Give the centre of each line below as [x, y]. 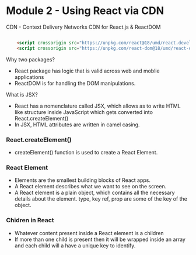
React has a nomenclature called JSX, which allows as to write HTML [97, 106]
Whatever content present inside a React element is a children [89, 233]
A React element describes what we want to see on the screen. [90, 187]
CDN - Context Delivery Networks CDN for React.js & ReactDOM [83, 27]
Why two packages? [31, 59]
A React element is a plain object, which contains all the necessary [94, 193]
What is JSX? [22, 94]
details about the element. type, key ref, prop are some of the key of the [101, 199]
